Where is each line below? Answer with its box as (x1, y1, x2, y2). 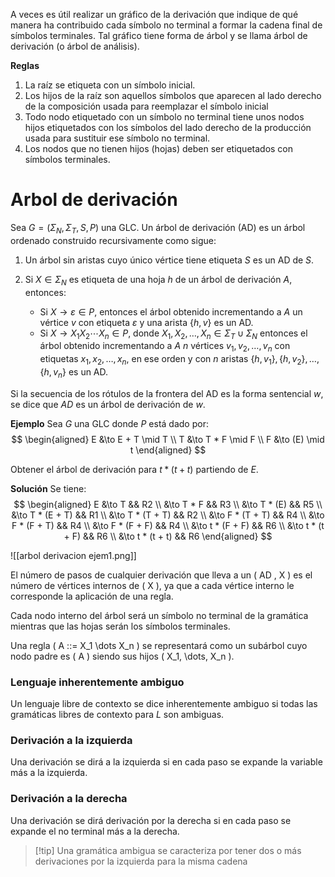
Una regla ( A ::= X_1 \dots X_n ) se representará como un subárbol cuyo (10, 639, 308, 651)
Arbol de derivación (10, 189, 178, 211)
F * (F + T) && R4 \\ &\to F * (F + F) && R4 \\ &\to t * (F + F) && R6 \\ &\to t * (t (11, 519, 325, 531)
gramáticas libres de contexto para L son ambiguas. (10, 709, 225, 721)
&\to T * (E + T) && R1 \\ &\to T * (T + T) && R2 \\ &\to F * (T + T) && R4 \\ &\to (11, 509, 325, 521)
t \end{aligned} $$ (129, 444, 207, 456)
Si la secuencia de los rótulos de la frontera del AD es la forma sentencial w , (10, 387, 324, 399)
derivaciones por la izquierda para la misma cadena (34, 855, 248, 867)
